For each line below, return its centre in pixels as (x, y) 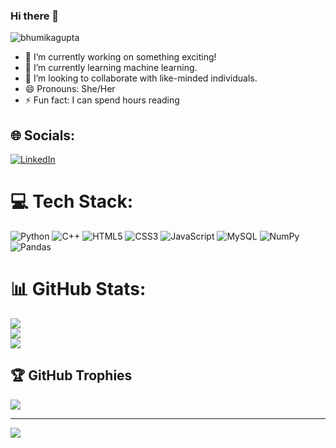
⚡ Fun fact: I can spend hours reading (102, 100)
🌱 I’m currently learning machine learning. (111, 68)
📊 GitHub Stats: (78, 289)
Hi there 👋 (35, 16)
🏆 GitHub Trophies (71, 375)
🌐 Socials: (43, 135)
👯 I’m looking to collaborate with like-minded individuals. (141, 78)
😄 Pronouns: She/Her (70, 89)
